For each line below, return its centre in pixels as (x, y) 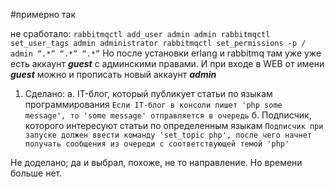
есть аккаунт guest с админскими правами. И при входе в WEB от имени (167, 63)
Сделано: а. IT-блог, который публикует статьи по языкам (148, 93)
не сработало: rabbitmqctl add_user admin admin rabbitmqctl (140, 33)
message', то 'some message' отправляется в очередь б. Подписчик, (168, 115)
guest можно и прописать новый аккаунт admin (113, 74)
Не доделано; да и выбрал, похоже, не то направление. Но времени (156, 162)
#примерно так (43, 14)
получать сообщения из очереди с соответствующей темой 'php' (157, 144)
